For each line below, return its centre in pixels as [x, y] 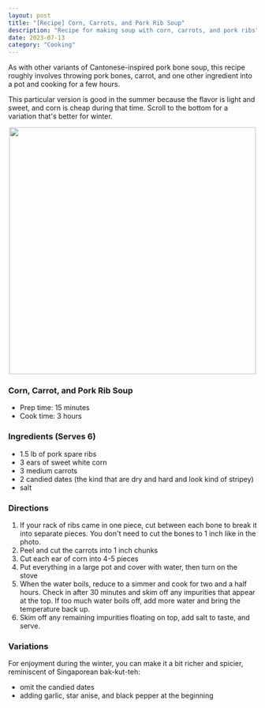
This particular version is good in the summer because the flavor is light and [132, 100]
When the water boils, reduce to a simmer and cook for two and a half [133, 584]
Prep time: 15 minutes [54, 408]
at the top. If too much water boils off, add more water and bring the [130, 601]
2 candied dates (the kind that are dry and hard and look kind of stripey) [136, 479]
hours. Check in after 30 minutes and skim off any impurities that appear [137, 593]
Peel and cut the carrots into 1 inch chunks [89, 551]
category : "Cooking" [42, 45]
